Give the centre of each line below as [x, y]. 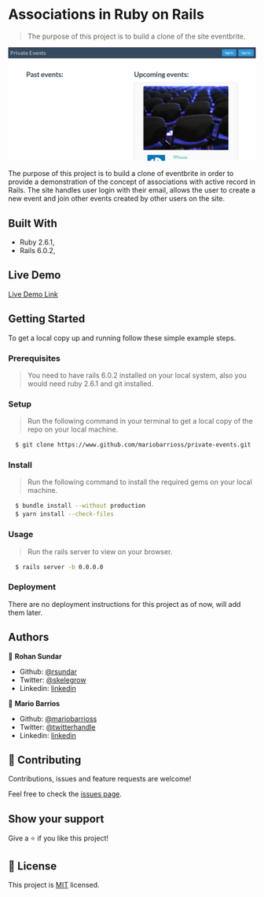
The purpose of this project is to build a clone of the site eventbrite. [136, 36]
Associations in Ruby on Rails [106, 15]
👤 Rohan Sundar [35, 656]
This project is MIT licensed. [54, 884]
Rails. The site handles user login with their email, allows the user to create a [132, 190]
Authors [29, 637]
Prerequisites [34, 358]
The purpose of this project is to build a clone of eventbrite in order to [121, 174]
